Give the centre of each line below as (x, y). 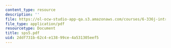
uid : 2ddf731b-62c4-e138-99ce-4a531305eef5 (52, 38)
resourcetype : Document (31, 28)
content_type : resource (31, 10)
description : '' (22, 14)
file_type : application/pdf (35, 24)
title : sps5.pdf (22, 33)
